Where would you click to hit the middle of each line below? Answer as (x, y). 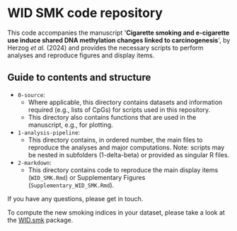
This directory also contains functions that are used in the (112, 117)
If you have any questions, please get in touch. (75, 198)
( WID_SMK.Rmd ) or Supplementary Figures (87, 177)
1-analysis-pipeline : (48, 132)
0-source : (31, 94)
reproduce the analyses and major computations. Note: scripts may (126, 147)
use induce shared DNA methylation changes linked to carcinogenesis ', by (119, 40)
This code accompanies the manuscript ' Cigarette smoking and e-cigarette (118, 33)
